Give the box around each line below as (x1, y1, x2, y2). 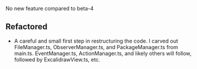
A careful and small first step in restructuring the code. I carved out (14, 37, 179, 44)
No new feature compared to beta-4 (5, 5, 94, 12)
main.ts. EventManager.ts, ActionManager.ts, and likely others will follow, (14, 50, 192, 57)
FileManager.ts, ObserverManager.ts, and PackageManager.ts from (14, 43, 179, 50)
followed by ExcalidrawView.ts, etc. (14, 56, 101, 63)
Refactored (5, 22, 48, 32)
